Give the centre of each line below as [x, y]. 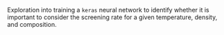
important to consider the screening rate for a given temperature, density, [112, 17]
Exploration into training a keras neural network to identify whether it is [108, 10]
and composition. [32, 24]
